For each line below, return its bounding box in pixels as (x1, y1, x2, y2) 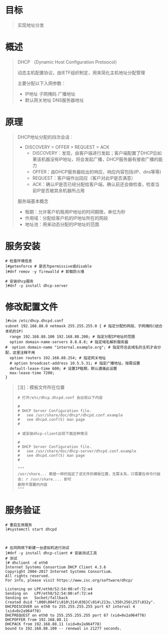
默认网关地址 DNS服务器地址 (24, 97, 84, 103)
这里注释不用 (12, 350, 35, 355)
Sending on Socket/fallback (5, 595, 68, 600)
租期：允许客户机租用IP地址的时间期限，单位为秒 (24, 209, 126, 215)
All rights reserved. (5, 573, 50, 578)
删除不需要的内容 (17, 482, 47, 487)
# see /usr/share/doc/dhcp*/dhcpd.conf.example (17, 412, 123, 418)
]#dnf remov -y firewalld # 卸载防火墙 (5, 269, 84, 274)
